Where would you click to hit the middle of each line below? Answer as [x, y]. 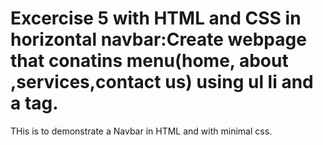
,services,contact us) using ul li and [162, 82]
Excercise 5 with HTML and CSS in [156, 18]
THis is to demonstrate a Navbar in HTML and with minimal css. [141, 131]
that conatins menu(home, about [149, 61]
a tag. [34, 103]
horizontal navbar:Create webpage [158, 39]
